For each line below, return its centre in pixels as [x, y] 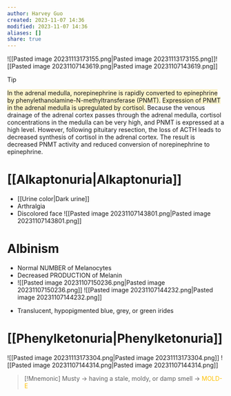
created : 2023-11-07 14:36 [46, 20]
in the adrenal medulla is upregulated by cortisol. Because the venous [106, 108]
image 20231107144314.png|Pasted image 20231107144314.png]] [125, 365]
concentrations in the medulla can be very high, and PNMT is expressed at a [116, 122]
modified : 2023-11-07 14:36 [48, 26]
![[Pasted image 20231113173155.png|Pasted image [80, 59]
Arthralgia [31, 206]
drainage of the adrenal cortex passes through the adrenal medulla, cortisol [114, 115]
